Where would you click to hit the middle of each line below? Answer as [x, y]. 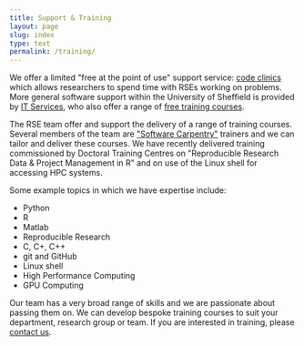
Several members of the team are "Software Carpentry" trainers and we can [152, 134]
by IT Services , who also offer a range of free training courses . [127, 107]
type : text [30, 43]
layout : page [34, 26]
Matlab [35, 228]
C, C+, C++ [44, 247]
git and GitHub [50, 257]
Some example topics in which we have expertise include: [118, 190]
